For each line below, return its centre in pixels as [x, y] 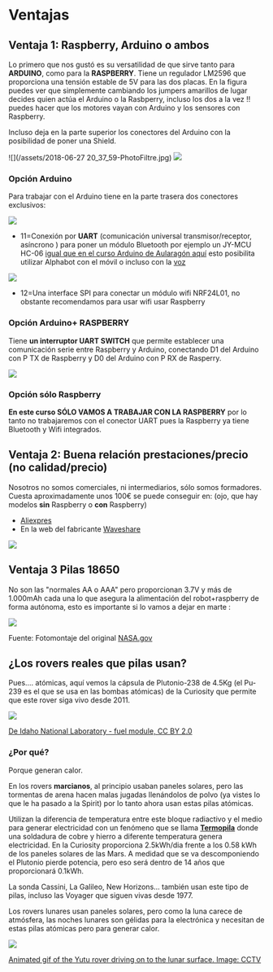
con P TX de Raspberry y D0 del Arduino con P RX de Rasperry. [115, 358]
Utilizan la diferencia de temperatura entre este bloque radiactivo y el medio [135, 819]
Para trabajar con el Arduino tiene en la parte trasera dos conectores [123, 196]
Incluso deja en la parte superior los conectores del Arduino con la [120, 132]
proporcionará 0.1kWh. [46, 871]
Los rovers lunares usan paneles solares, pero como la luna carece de [126, 911]
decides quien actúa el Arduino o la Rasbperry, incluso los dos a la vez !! [130, 99]
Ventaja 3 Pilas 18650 [64, 570]
